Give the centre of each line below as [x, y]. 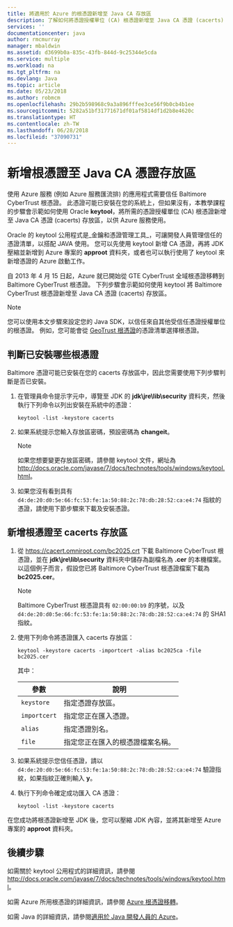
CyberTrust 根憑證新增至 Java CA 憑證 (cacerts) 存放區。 [89, 293]
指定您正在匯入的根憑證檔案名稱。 [119, 742]
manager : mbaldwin [34, 46]
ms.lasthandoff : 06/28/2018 [48, 130]
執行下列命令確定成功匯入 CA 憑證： [69, 792]
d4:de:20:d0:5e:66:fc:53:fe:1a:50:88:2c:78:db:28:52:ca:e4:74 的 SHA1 [121, 613]
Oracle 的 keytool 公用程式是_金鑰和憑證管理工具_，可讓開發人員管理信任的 [115, 235]
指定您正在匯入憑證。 [98, 716]
